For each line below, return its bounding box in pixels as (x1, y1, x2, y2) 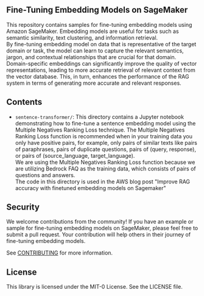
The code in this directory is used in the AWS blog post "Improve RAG (15, 178, 191, 185)
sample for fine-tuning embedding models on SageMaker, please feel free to (6, 225, 199, 232)
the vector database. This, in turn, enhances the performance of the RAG (6, 72, 189, 80)
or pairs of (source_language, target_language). (15, 152, 135, 159)
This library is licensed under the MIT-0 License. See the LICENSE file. (6, 283, 183, 291)
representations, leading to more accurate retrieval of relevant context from (6, 66, 196, 74)
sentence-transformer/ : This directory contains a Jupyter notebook (15, 113, 185, 121)
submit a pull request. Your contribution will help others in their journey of (6, 231, 191, 238)
